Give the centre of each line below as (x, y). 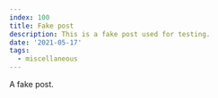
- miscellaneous (48, 59)
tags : (19, 51)
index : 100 (30, 17)
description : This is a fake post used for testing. (110, 34)
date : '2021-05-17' (46, 42)
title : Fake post (42, 26)
